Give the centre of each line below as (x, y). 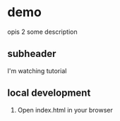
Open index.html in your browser (65, 110)
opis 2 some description (42, 32)
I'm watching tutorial (37, 70)
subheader (32, 54)
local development (49, 93)
